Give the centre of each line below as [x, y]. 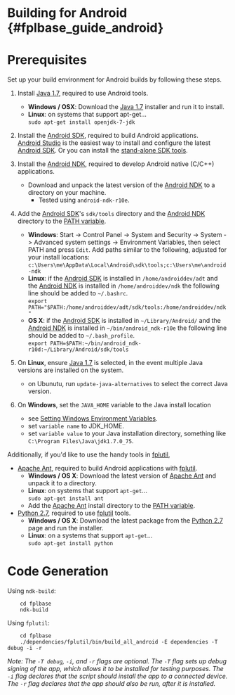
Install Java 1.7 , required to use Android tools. [83, 94]
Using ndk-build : [32, 591]
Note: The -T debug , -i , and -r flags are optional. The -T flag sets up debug [117, 661]
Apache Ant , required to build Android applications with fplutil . [107, 468]
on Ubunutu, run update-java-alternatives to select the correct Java [128, 384]
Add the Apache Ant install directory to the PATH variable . [111, 506]
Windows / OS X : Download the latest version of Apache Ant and [122, 476]
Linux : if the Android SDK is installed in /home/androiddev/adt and [123, 279]
